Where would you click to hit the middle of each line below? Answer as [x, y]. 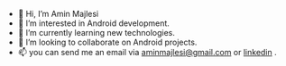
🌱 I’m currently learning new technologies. [97, 33]
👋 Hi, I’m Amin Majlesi [58, 14]
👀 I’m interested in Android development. [93, 23]
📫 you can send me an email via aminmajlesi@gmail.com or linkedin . [147, 52]
